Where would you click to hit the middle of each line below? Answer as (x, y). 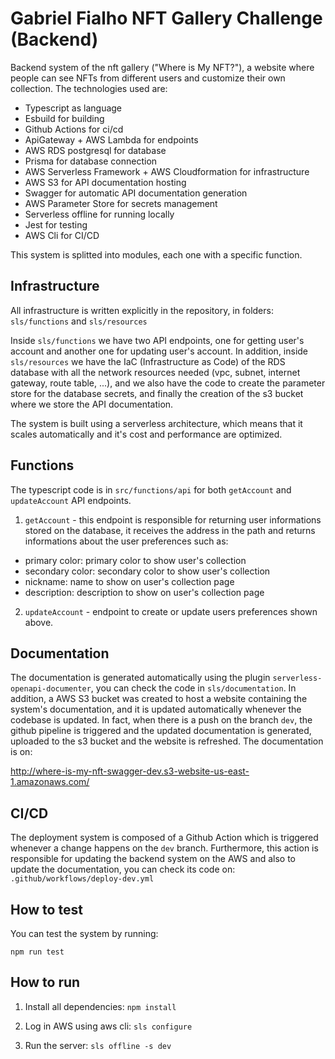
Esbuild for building (64, 118)
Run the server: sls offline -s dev (98, 1045)
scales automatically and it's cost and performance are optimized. (146, 434)
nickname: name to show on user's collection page (129, 581)
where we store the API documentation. (92, 404)
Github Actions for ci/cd (74, 129)
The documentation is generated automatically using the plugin (140, 678)
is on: (21, 752)
